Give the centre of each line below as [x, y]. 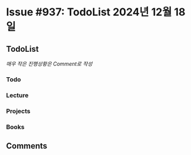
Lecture [17, 95]
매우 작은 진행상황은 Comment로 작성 [49, 64]
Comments [27, 146]
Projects [18, 111]
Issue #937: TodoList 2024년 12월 [89, 12]
